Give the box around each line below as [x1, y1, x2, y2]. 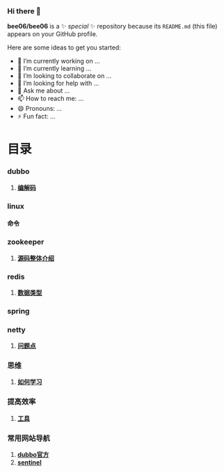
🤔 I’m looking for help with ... [17, 79, 99, 88]
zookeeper [7, 237, 45, 247]
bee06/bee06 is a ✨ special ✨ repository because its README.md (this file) [7, 22, 218, 31]
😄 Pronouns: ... [17, 104, 63, 113]
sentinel [17, 458, 42, 466]
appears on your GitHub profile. [7, 30, 98, 38]
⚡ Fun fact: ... [17, 112, 56, 121]
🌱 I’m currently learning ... [17, 64, 92, 72]
